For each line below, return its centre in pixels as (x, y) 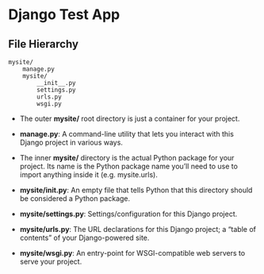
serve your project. (51, 261)
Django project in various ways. (71, 142)
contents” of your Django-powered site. (84, 237)
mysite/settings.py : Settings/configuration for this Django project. (128, 214)
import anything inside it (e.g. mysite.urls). (89, 175)
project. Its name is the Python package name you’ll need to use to (128, 166)
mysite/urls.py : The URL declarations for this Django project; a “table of (138, 229)
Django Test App (64, 15)
